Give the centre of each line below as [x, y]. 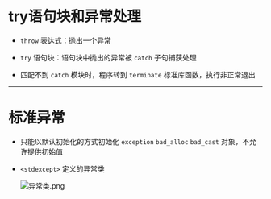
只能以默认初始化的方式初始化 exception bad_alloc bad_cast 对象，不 [135, 141]
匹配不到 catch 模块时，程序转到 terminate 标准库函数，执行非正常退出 [138, 74]
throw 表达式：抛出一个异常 [65, 40]
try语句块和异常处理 [75, 17]
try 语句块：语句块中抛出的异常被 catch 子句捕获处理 [108, 57]
